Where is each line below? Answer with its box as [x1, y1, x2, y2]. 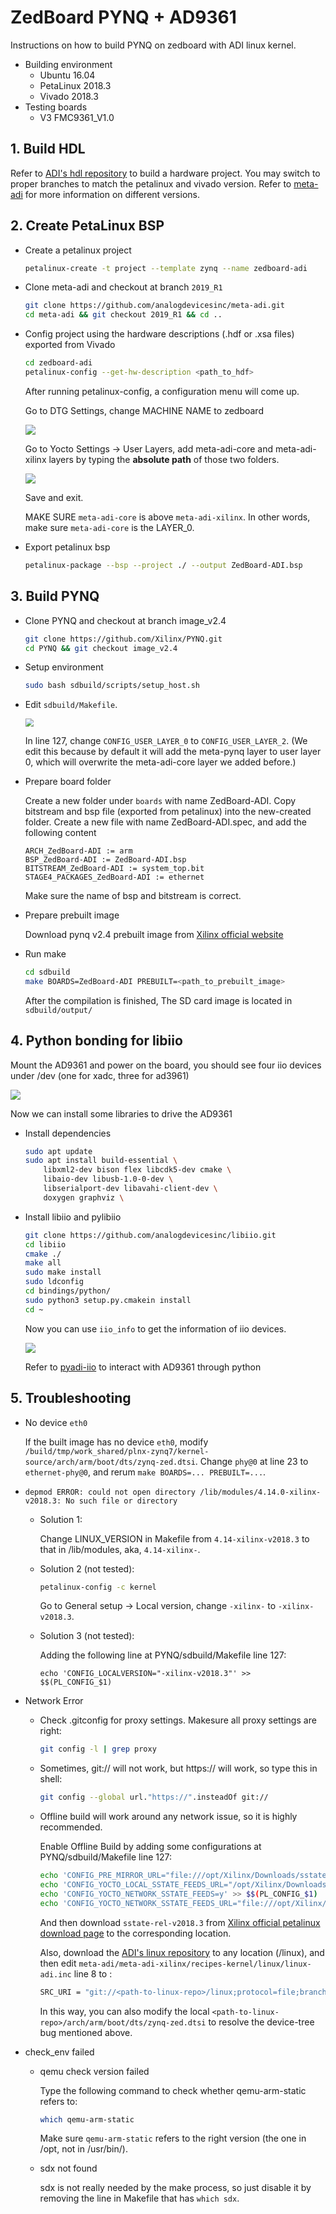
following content [24, 827, 97, 839]
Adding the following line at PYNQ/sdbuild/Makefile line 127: [39, 1649, 287, 1661]
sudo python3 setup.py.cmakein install [24, 1295, 192, 1305]
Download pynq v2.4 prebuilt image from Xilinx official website [24, 929, 284, 941]
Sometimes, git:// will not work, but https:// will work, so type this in [39, 1762, 318, 1775]
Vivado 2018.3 [39, 90, 99, 102]
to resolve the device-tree [208, 2016, 315, 2028]
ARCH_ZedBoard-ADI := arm [24, 846, 133, 856]
